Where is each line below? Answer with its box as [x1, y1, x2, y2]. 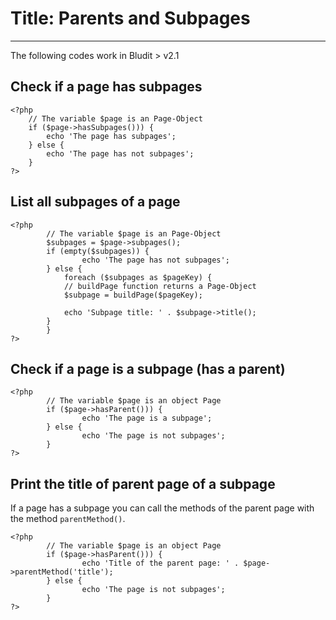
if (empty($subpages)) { [46, 246, 150, 256]
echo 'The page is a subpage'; [81, 413, 213, 424]
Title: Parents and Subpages [10, 7, 251, 30]
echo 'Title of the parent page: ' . [81, 558, 240, 569]
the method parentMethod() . [10, 513, 126, 525]
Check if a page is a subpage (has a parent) [10, 360, 286, 377]
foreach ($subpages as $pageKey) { [63, 272, 213, 282]
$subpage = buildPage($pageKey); [63, 290, 203, 300]
